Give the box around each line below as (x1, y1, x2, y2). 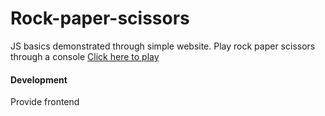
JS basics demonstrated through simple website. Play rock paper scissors (10, 40, 316, 52)
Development (10, 73, 68, 86)
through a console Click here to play (10, 50, 160, 62)
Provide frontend (10, 96, 80, 108)
